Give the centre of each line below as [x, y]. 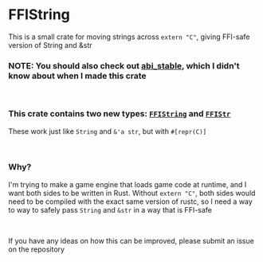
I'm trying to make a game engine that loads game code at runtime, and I [128, 184]
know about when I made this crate [77, 76]
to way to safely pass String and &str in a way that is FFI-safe [110, 209]
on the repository [37, 249]
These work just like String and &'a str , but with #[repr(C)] [108, 131]
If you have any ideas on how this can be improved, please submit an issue [131, 240]
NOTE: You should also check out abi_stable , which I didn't [124, 65]
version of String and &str [50, 45]
